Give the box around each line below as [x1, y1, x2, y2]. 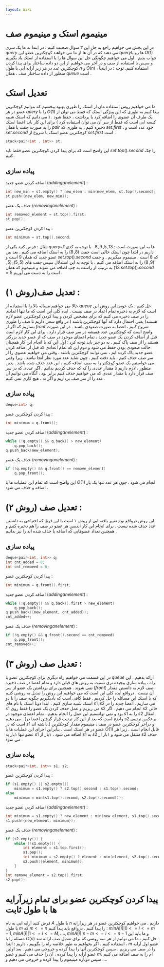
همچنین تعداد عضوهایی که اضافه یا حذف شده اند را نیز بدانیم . [5, 528, 117, 534]
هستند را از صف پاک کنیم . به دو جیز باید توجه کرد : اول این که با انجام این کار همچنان [5, 339, 159, 345]
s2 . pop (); [5, 877, 26, 882]
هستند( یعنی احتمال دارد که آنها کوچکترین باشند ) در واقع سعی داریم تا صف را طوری [5, 318, 158, 324]
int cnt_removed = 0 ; [5, 564, 50, 569]
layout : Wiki [5, 7, 32, 12]
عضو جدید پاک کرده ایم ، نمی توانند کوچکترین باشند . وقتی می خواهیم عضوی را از [5, 349, 153, 355]
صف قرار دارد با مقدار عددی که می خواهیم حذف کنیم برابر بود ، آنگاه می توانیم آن [5, 370, 154, 376]
